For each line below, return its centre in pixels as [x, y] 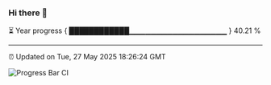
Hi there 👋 [28, 13]
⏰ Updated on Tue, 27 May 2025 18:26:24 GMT [88, 57]
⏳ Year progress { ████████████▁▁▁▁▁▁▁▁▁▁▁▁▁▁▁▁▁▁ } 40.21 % [135, 30]
